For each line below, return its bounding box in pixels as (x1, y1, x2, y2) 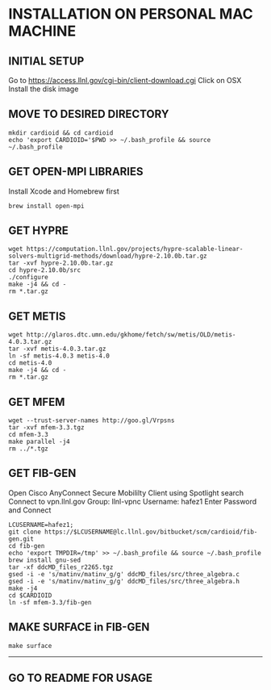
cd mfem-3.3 (8, 431, 48, 439)
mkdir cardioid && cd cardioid (8, 128, 114, 137)
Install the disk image (8, 84, 79, 94)
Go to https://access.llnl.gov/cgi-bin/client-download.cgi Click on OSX (8, 76, 242, 85)
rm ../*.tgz (8, 445, 48, 453)
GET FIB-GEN (8, 466, 77, 480)
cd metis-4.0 (8, 359, 52, 367)
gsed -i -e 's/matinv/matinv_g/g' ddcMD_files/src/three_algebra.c (8, 570, 240, 578)
